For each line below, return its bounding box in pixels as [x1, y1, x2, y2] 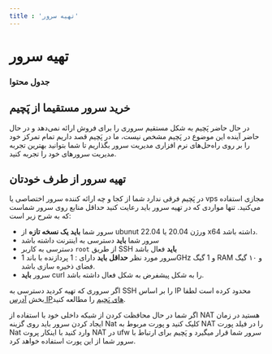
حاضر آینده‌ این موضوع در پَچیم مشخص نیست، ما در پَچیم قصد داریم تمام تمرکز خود [9, 131, 260, 141]
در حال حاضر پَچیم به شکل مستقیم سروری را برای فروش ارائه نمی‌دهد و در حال [9, 123, 250, 133]
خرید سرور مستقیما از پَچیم [9, 101, 131, 115]
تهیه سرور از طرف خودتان [9, 172, 127, 186]
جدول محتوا [9, 76, 50, 87]
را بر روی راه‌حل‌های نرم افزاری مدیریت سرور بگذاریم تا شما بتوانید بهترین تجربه [9, 140, 250, 150]
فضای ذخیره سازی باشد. [20, 261, 96, 271]
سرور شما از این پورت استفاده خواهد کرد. [9, 336, 136, 346]
